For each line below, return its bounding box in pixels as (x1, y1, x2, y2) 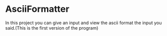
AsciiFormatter (5, 3, 70, 15)
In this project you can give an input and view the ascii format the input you (5, 20, 162, 26)
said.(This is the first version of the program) (5, 25, 99, 31)
